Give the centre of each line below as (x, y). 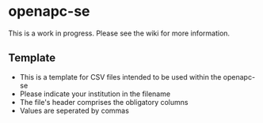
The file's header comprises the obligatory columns (104, 102)
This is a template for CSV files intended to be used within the (120, 76)
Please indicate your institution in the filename (95, 94)
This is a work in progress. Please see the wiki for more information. (119, 33)
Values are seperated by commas (74, 110)
